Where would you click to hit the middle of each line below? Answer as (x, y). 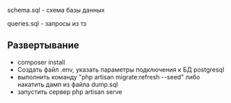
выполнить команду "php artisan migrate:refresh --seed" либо (109, 77)
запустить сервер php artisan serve (70, 92)
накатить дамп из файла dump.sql (67, 84)
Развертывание (43, 46)
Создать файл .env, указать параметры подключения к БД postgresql (121, 70)
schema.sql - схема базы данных (56, 10)
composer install (41, 62)
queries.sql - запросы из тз (47, 23)
